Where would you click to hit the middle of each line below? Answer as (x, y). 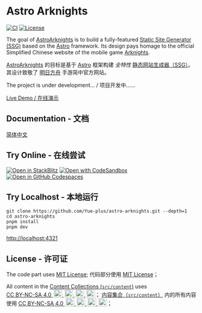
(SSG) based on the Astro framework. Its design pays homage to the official (100, 46)
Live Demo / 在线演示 (33, 98)
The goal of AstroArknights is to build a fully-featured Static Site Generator (99, 39)
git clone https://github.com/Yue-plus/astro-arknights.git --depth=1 (97, 211)
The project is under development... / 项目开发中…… (71, 85)
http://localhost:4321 (32, 238)
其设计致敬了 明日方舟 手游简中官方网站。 (58, 72)
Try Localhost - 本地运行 (52, 197)
